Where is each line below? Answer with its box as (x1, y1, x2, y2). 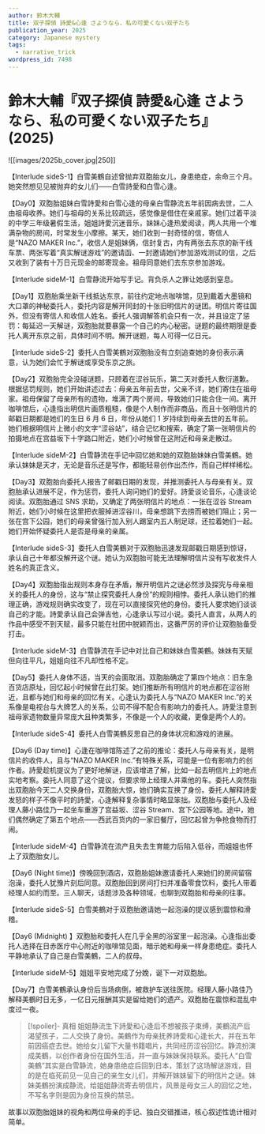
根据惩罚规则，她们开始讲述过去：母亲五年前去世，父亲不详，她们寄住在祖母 (8, 384, 257, 394)
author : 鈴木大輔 (8, 11, 61, 20)
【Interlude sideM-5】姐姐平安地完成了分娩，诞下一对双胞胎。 (8, 967, 211, 977)
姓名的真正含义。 (8, 563, 64, 572)
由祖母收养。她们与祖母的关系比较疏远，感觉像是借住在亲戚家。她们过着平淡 (8, 208, 257, 217)
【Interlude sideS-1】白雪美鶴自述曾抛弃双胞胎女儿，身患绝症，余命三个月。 (8, 171, 257, 181)
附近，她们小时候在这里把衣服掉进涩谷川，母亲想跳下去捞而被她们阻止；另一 (8, 507, 257, 516)
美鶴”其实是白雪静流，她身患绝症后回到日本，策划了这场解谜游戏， (27, 1061, 245, 1070)
